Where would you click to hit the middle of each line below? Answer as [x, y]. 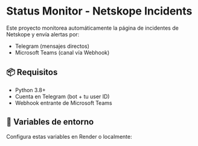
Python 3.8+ [30, 90]
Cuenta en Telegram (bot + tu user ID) [62, 96]
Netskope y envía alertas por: [43, 34]
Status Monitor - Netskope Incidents [99, 11]
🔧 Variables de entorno [50, 122]
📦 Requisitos [32, 72]
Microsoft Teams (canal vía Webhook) [62, 52]
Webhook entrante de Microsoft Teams [64, 103]
